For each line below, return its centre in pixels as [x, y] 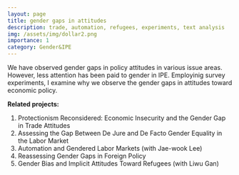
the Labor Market [43, 141]
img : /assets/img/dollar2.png [52, 34]
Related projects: [33, 104]
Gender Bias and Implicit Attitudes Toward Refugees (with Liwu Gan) [118, 164]
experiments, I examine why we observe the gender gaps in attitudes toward [120, 82]
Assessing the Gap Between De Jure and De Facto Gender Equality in [120, 133]
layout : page [27, 14]
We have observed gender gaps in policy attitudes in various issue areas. [115, 67]
